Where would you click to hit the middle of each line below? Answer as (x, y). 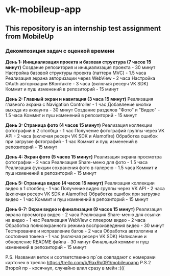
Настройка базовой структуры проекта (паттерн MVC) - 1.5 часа (76, 73)
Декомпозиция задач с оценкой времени (60, 51)
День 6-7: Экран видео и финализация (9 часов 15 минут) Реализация (84, 209)
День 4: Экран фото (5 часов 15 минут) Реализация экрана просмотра (84, 156)
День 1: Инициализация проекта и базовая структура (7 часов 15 (78, 62)
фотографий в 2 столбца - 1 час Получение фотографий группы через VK (85, 130)
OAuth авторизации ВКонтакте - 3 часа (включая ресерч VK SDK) (77, 83)
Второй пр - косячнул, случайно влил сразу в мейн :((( (65, 268)
